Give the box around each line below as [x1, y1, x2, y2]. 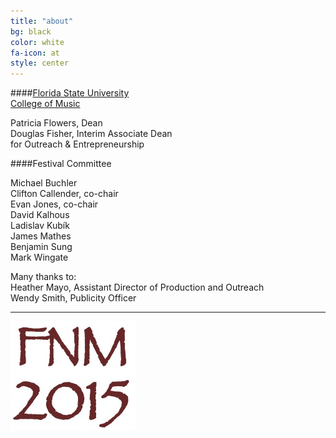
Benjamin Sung [10, 241, 73, 253]
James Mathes [10, 230, 72, 242]
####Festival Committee [10, 158, 112, 170]
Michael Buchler [10, 177, 78, 189]
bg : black [10, 26, 52, 37]
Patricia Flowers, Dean [10, 117, 103, 129]
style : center [10, 58, 70, 69]
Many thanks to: [10, 271, 77, 283]
